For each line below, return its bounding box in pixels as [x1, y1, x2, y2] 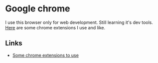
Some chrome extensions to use [12, 52, 79, 58]
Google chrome [5, 3, 70, 14]
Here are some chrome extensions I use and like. [5, 24, 106, 30]
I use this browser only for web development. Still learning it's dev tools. [5, 19, 153, 25]
